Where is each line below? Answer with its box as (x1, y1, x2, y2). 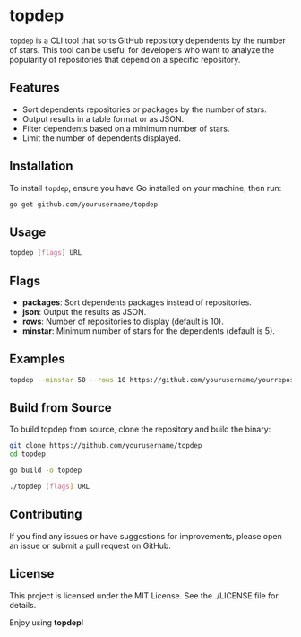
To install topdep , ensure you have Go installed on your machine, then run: (9, 182, 282, 193)
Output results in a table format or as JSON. (21, 113, 185, 124)
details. (9, 599, 37, 610)
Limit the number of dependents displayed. (21, 132, 182, 144)
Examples (9, 352, 65, 367)
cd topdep (9, 449, 47, 458)
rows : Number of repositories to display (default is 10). (21, 316, 224, 327)
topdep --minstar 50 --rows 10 (9, 375, 126, 384)
